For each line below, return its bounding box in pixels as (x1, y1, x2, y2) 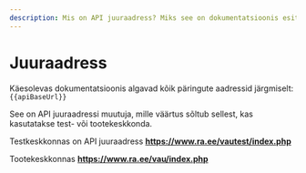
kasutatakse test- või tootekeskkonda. (9, 117, 153, 128)
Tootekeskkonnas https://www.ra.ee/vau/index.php (9, 153, 209, 164)
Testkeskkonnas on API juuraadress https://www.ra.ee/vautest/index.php (9, 136, 291, 147)
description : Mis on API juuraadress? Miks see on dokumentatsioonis (9, 13, 280, 23)
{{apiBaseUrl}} (9, 92, 67, 101)
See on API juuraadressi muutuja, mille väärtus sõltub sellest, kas (9, 108, 253, 119)
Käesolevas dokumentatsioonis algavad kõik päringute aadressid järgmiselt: (9, 83, 294, 94)
